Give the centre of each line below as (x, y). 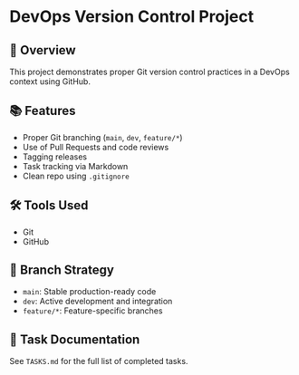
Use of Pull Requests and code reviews (96, 147)
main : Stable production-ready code (89, 292)
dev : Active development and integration (97, 302)
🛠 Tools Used (49, 206)
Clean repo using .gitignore (76, 176)
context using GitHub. (50, 82)
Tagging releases (55, 157)
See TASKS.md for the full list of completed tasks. (99, 361)
